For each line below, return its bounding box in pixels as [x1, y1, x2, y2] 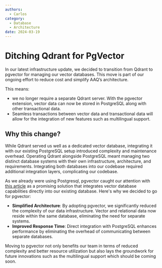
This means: [5, 86, 30, 92]
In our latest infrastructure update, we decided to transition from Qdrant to [5, 66, 153, 72]
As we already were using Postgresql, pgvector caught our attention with [5, 178, 150, 184]
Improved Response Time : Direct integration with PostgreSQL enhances [12, 223, 157, 229]
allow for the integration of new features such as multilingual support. [12, 116, 151, 121]
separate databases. [12, 233, 53, 239]
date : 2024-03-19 [5, 30, 40, 34]
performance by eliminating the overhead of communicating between [12, 228, 151, 234]
